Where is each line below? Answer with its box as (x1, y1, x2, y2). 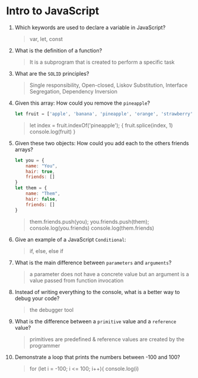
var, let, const (29, 35, 63, 42)
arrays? (14, 146, 34, 153)
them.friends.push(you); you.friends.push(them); (29, 218, 149, 225)
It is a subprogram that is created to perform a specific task (29, 58, 175, 65)
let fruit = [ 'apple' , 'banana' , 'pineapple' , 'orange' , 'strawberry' (14, 111, 193, 117)
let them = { (14, 185, 47, 191)
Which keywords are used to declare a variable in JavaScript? (14, 24, 166, 31)
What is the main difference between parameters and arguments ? (14, 259, 172, 266)
